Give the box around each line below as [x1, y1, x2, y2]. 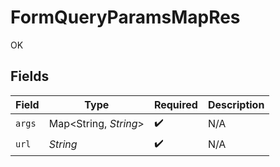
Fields [10, 68, 50, 85]
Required [153, 97, 198, 111]
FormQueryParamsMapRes [10, 6, 241, 29]
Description [207, 97, 265, 111]
